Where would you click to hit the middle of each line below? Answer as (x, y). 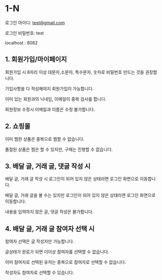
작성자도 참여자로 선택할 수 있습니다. (40, 273)
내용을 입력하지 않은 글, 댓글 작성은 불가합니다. (49, 212)
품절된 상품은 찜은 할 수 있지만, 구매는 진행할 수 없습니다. (59, 149)
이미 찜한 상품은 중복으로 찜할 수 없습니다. (45, 139)
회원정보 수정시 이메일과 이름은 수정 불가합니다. (50, 109)
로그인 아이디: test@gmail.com (35, 22)
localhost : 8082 (21, 43)
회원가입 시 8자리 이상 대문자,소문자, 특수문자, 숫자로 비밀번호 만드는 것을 (75, 72)
